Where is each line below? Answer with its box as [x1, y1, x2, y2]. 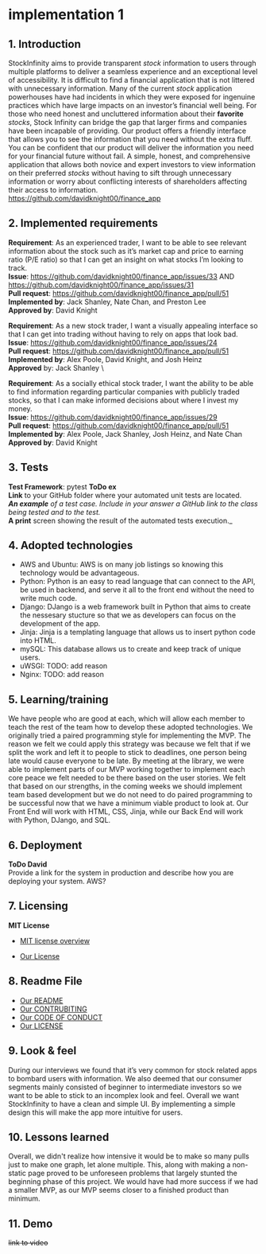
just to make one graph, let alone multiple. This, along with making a [8, 1160, 231, 1170]
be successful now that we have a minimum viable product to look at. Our [8, 798, 249, 808]
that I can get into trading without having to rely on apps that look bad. [8, 329, 238, 339]
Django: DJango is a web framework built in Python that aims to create [19, 602, 252, 612]
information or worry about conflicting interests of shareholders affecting [8, 177, 248, 186]
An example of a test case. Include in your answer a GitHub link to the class [8, 499, 258, 508]
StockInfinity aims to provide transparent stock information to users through [8, 58, 256, 68]
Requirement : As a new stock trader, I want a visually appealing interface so [8, 321, 258, 330]
